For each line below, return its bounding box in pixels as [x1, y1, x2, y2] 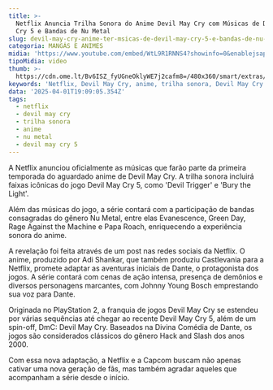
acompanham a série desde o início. [8, 372, 130, 382]
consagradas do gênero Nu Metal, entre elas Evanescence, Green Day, [8, 213, 246, 223]
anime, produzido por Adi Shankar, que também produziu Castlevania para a [8, 254, 264, 264]
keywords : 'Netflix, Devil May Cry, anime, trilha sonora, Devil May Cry [8, 80, 264, 88]
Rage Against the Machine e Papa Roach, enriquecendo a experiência [8, 221, 242, 232]
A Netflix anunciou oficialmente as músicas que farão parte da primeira [8, 162, 246, 172]
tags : [8, 95, 27, 103]
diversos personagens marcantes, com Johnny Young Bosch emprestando [8, 280, 258, 290]
